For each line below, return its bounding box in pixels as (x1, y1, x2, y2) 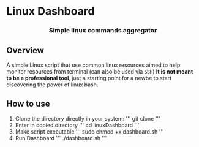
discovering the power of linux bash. (6, 81, 99, 88)
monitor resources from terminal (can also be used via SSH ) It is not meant (6, 67, 193, 75)
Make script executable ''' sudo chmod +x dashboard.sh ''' (15, 127, 164, 135)
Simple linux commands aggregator (48, 26, 157, 35)
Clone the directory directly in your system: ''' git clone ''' (15, 115, 160, 122)
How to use (6, 99, 50, 109)
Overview (6, 45, 45, 56)
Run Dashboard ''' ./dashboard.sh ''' (15, 134, 107, 141)
